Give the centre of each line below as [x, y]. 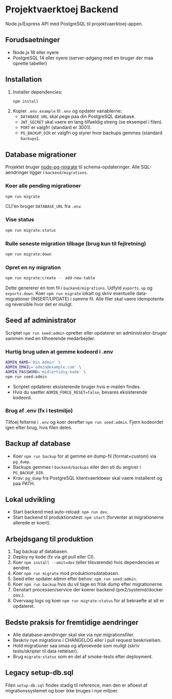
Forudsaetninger [33, 40]
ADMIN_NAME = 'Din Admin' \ [33, 362]
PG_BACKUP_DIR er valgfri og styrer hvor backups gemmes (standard [91, 133]
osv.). [19, 595]
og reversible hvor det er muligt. [39, 304]
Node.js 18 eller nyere [36, 52]
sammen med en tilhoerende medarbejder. [50, 338]
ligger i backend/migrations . [59, 172]
